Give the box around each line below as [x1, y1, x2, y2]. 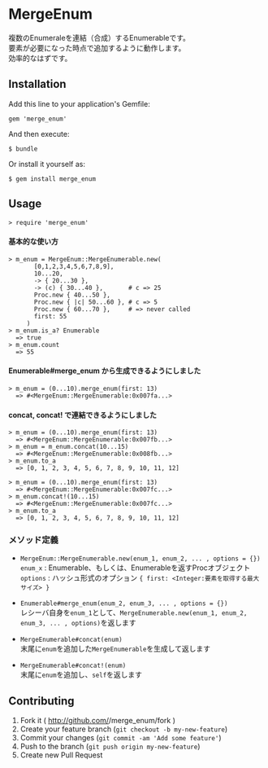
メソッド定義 [8, 534, 59, 546]
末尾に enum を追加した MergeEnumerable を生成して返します [19, 644, 211, 654]
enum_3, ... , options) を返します [19, 618, 136, 628]
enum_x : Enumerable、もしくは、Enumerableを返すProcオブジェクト [19, 563, 251, 573]
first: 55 [33, 312, 67, 320]
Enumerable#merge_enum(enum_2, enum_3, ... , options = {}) [19, 599, 228, 608]
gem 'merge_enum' [8, 115, 67, 123]
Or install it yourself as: [8, 159, 85, 169]
